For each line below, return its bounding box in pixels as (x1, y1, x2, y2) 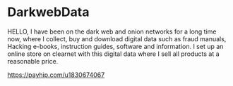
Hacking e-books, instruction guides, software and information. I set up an (7, 42, 224, 50)
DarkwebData (7, 4, 90, 20)
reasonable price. (7, 57, 59, 65)
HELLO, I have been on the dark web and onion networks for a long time (7, 27, 217, 36)
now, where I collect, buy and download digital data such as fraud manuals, (7, 34, 227, 43)
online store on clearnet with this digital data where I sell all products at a (7, 50, 220, 58)
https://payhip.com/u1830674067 (7, 71, 105, 79)
